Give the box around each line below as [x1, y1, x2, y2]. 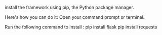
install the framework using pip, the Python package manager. [5, 5, 135, 10]
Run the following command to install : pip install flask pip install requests [5, 24, 157, 30]
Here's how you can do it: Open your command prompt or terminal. [5, 14, 145, 20]
